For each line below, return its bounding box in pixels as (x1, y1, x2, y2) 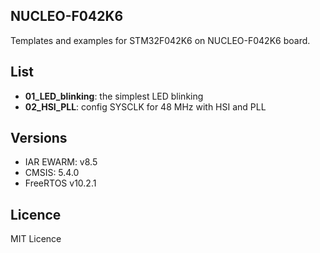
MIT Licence (10, 233, 62, 245)
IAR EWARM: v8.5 (24, 156, 98, 168)
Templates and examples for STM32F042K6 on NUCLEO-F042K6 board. (10, 34, 311, 46)
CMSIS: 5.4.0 (24, 167, 80, 179)
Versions (10, 130, 68, 147)
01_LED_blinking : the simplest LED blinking (24, 90, 204, 102)
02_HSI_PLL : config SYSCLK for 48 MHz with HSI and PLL (24, 100, 267, 113)
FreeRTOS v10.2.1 (24, 177, 97, 189)
